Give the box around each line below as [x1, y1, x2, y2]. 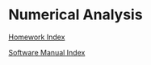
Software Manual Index [8, 47, 86, 57]
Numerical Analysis [8, 6, 143, 24]
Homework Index [8, 32, 65, 42]
